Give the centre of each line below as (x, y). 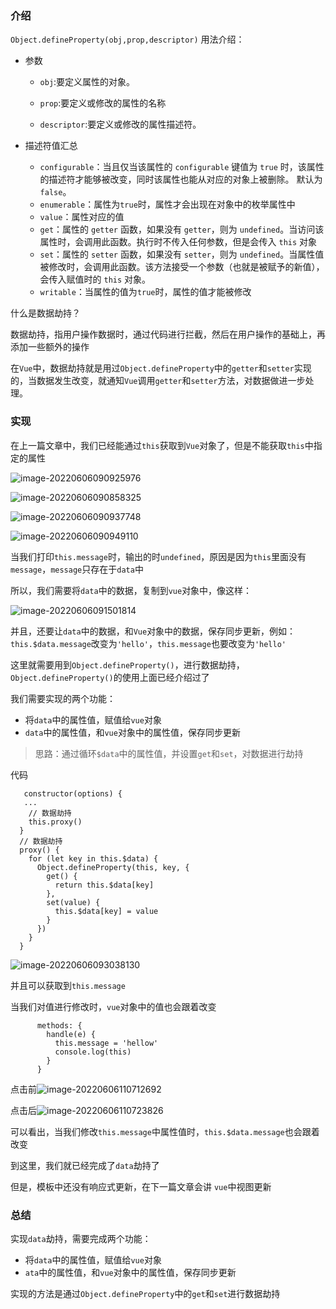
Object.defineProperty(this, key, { (113, 867)
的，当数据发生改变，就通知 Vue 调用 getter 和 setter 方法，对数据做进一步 (158, 381)
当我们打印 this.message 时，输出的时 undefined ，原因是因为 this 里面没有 (158, 556)
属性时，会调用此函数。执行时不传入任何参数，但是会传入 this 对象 (178, 242)
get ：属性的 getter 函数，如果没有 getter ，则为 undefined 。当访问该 (182, 229)
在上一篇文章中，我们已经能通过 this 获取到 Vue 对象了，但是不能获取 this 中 (162, 445)
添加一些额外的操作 (50, 347)
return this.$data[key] (104, 885)
